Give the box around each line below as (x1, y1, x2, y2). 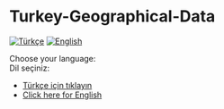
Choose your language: (9, 53, 96, 63)
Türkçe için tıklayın (22, 80, 93, 90)
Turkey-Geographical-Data (9, 6, 216, 27)
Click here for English (22, 89, 103, 100)
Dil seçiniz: (9, 63, 50, 73)
